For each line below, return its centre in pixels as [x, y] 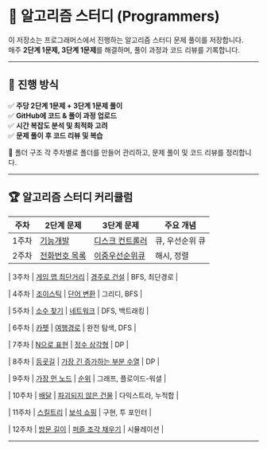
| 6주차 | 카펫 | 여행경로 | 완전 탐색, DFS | [72, 327]
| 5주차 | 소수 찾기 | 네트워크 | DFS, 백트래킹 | [79, 311]
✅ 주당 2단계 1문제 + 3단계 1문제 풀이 [66, 105]
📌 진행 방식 [34, 85]
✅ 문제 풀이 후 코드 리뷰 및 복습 [56, 135]
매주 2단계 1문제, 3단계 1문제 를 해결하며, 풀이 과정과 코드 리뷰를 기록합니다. [124, 49]
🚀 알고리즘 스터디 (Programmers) [114, 16]
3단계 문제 [120, 225]
